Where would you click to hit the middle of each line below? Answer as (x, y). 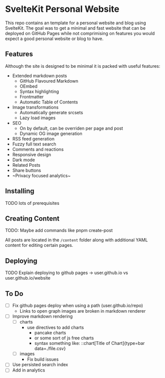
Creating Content (32, 218)
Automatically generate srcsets (51, 112)
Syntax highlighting (39, 91)
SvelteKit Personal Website (62, 9)
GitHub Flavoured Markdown (49, 81)
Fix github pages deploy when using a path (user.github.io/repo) (78, 306)
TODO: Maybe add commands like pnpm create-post (59, 231)
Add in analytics (29, 370)
